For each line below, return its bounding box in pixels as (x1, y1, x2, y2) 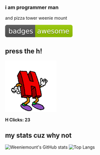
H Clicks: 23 (5, 117, 30, 123)
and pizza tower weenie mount (5, 15, 68, 21)
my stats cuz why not (5, 131, 72, 139)
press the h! (5, 47, 43, 55)
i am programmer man (5, 4, 59, 11)
